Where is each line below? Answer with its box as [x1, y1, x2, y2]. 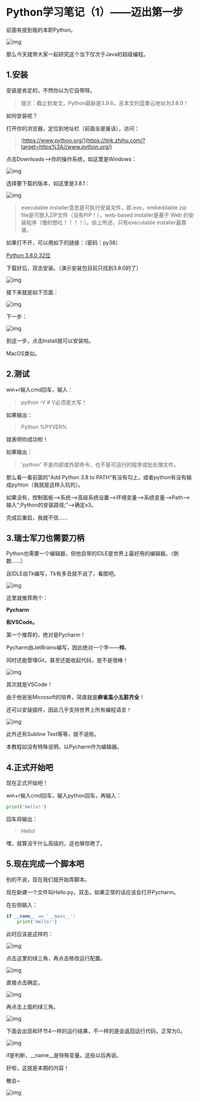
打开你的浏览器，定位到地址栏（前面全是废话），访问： [6, 125, 140, 132]
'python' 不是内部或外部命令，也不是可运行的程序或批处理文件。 [20, 461, 179, 468]
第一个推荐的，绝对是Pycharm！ [6, 631, 86, 639]
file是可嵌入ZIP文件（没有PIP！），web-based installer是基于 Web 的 [20, 211, 189, 218]
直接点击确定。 [6, 978, 43, 986]
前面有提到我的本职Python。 [6, 26, 76, 33]
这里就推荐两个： [6, 595, 48, 602]
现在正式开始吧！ [6, 780, 48, 787]
